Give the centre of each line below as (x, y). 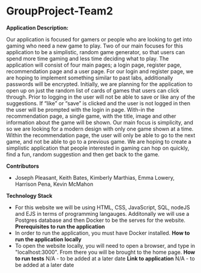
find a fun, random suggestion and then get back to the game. (83, 154)
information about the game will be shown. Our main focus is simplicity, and (100, 122)
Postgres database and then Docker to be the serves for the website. (100, 220)
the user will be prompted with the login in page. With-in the (80, 109)
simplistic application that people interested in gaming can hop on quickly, (98, 148)
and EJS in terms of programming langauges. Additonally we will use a (102, 213)
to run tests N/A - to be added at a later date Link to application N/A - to (105, 258)
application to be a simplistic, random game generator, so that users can (95, 52)
